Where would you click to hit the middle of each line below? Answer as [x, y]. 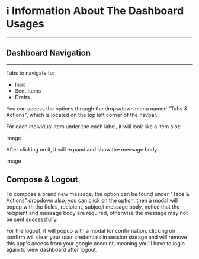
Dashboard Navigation [48, 53]
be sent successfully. [32, 219]
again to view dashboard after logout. [52, 249]
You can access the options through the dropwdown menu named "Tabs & [97, 108]
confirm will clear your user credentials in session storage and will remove [97, 237]
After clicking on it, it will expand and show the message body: [82, 149]
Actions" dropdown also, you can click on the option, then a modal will [92, 200]
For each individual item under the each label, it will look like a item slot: [94, 126]
